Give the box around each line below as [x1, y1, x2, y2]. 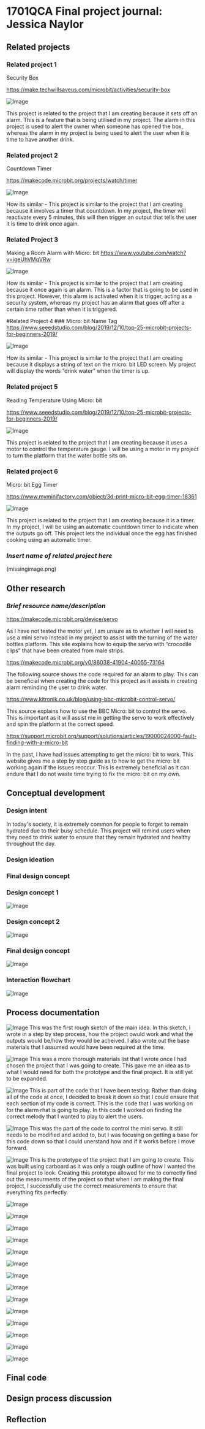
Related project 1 [6, 60, 57, 69]
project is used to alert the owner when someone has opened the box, [6, 123, 184, 130]
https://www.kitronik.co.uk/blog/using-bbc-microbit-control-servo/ [6, 696, 176, 703]
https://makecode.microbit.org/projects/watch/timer [6, 177, 138, 185]
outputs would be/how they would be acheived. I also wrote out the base [6, 1037, 190, 1044]
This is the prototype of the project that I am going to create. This [29, 1156, 194, 1163]
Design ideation [6, 855, 54, 864]
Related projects [6, 42, 70, 52]
